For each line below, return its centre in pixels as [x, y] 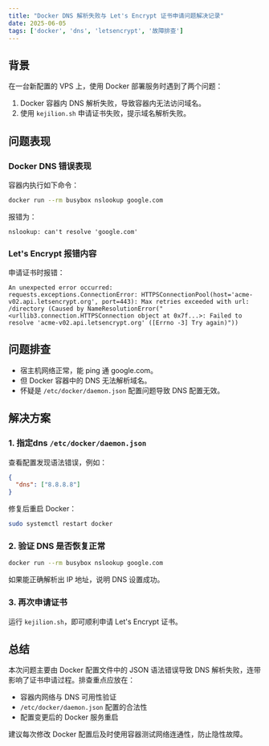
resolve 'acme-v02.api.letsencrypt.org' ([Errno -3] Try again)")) [124, 323]
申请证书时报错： [37, 273]
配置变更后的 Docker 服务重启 [69, 717]
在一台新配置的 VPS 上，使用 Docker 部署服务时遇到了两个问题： [116, 86]
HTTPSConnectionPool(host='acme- [197, 295]
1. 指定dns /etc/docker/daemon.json [77, 443]
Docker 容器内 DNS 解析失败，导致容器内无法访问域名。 [113, 103]
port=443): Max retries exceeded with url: [175, 302]
